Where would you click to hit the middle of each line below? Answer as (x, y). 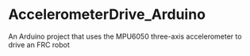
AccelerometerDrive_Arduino (107, 15)
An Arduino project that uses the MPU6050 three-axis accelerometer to (125, 36)
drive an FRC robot (39, 44)
